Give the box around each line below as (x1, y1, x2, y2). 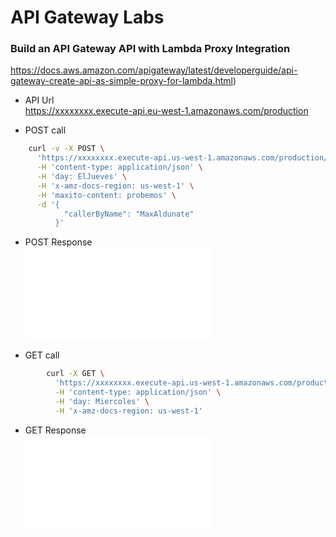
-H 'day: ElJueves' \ (36, 172, 128, 182)
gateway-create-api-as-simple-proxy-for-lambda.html (10, 75, 233, 87)
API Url (24, 94, 55, 106)
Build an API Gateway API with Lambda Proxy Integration (10, 42, 291, 56)
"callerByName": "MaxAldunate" (63, 209, 195, 219)
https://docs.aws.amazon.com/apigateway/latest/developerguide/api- (10, 64, 298, 76)
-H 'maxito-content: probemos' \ (36, 190, 177, 200)
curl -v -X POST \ (28, 144, 105, 154)
